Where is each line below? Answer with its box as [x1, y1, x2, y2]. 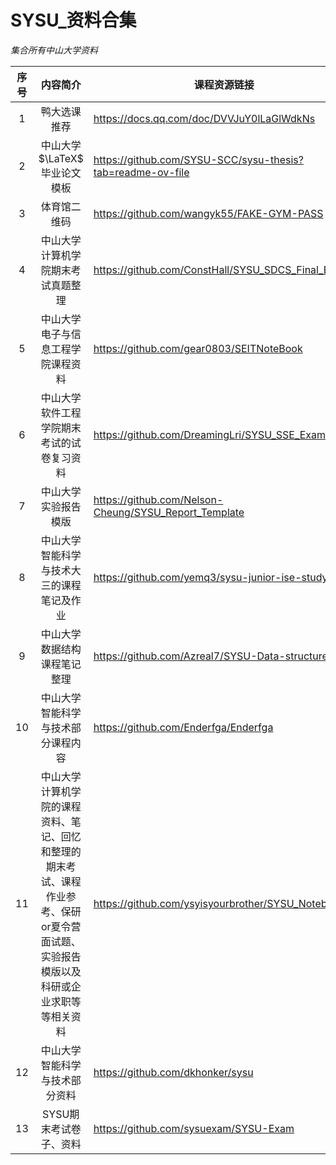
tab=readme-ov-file [93, 165, 190, 179]
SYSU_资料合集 [10, 9, 137, 32]
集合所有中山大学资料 [10, 44, 98, 56]
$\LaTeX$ [38, 151, 84, 165]
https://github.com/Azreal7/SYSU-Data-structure [93, 649, 328, 663]
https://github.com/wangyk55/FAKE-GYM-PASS [93, 206, 324, 220]
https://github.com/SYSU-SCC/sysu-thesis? [93, 152, 304, 166]
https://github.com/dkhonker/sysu [93, 1065, 254, 1079]
